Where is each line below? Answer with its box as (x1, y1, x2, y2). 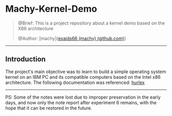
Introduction (5, 55, 46, 64)
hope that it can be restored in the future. (5, 105, 92, 111)
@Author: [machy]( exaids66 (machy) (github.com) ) (17, 35, 126, 41)
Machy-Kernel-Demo (5, 3, 97, 15)
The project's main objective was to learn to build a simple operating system (5, 68, 166, 75)
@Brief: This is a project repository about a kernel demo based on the (17, 20, 165, 26)
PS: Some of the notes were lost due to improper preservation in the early (5, 94, 161, 100)
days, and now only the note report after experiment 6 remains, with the (5, 99, 157, 105)
